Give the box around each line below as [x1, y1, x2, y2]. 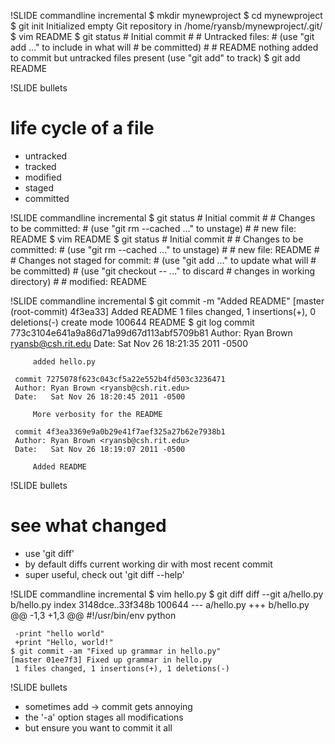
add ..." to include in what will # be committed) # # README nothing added [10, 41, 319, 53]
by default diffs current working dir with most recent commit [24, 558, 273, 570]
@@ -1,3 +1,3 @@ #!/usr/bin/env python [10, 609, 177, 621]
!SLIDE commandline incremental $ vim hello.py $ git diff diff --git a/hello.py [10, 588, 324, 600]
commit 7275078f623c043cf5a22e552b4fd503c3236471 [14, 374, 226, 384]
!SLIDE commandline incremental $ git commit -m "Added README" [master [10, 295, 325, 307]
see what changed [10, 515, 167, 537]
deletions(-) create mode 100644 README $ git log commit [10, 316, 255, 328]
